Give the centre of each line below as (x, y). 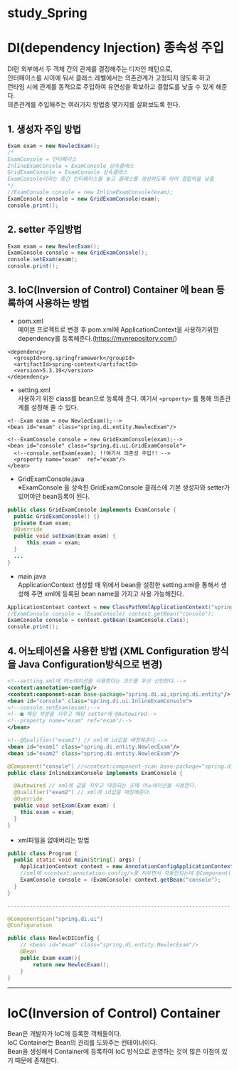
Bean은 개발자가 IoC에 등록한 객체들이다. (65, 1034)
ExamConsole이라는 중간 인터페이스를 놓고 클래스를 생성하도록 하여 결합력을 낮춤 (111, 179)
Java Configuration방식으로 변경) (90, 664)
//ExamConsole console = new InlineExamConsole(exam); (90, 192)
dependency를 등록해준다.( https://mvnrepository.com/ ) (97, 338)
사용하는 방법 (62, 304)
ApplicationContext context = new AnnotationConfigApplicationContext (127, 867)
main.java (32, 576)
